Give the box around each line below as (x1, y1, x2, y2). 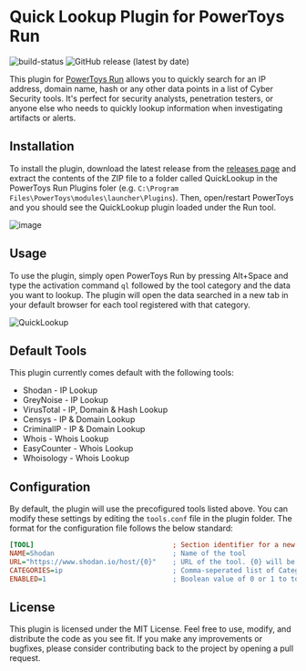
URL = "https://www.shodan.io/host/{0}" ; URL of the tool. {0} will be (9, 557, 296, 566)
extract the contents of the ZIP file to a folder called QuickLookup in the (9, 172, 278, 183)
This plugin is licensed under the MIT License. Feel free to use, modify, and (9, 624, 291, 635)
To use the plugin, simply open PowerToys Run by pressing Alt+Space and (9, 270, 289, 281)
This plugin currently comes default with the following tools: (9, 367, 235, 378)
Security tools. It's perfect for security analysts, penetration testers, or (9, 93, 274, 104)
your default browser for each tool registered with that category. (9, 299, 250, 310)
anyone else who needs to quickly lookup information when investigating (9, 102, 283, 113)
